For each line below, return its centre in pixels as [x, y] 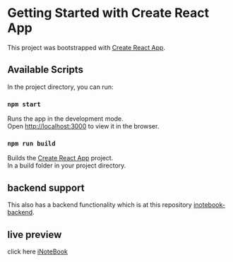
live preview [35, 234]
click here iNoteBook [38, 251]
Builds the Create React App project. [60, 158]
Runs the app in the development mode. [65, 119]
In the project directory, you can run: [60, 87]
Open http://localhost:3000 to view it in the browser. [83, 126]
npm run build [31, 143]
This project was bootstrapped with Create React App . [86, 47]
